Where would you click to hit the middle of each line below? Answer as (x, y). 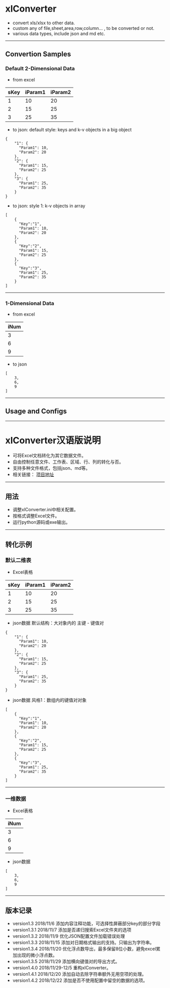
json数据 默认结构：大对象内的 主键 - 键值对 (58, 623)
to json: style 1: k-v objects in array (49, 206)
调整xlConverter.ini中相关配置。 (45, 510)
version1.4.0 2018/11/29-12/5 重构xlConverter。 (62, 968)
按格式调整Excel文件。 (36, 516)
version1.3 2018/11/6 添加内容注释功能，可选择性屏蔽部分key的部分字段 (87, 924)
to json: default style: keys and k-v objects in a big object (72, 129)
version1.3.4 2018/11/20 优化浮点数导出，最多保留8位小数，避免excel (84, 949)
